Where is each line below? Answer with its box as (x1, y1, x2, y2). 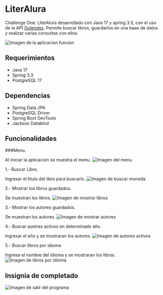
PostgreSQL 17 (12, 77, 42, 83)
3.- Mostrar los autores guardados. (5, 205, 76, 211)
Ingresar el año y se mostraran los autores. (5, 233, 92, 239)
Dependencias (5, 92, 50, 100)
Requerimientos (5, 54, 55, 62)
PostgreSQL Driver (12, 109, 50, 116)
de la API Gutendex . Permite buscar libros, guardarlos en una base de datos (5, 25, 158, 30)
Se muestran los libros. (5, 195, 51, 201)
